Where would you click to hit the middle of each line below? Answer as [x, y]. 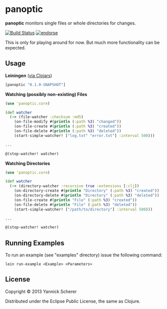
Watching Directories [28, 163]
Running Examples [35, 243]
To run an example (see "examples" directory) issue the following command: [84, 255]
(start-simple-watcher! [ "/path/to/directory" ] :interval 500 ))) [83, 209]
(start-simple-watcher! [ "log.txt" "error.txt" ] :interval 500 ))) [84, 135]
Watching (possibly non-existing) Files [46, 94]
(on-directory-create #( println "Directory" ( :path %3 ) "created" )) [87, 191]
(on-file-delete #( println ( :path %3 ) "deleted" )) [68, 131]
